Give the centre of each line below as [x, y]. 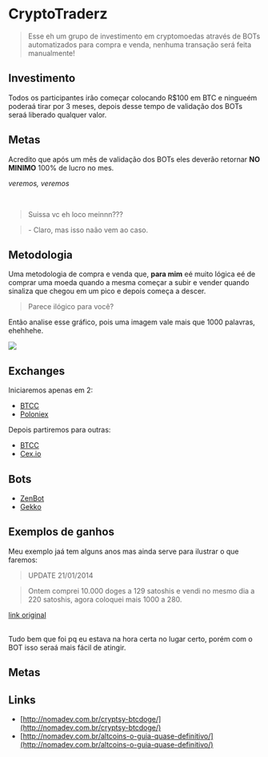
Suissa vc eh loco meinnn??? [76, 214]
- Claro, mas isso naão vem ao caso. [88, 230]
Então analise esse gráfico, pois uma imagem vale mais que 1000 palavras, [132, 322]
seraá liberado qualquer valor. [58, 115]
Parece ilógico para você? [71, 307]
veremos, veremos [39, 183]
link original [27, 614]
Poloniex [34, 414]
